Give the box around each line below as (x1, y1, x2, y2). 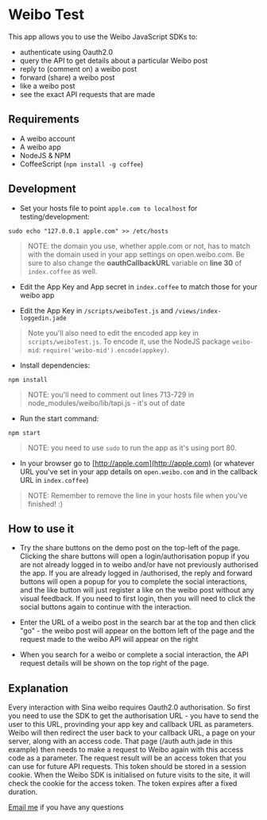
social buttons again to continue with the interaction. (19, 602, 192, 612)
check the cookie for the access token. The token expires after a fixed (8, 779, 238, 788)
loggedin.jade (19, 314, 67, 322)
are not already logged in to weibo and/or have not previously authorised (19, 560, 259, 569)
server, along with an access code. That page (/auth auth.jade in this (8, 736, 233, 746)
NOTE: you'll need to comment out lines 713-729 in (27, 390, 195, 399)
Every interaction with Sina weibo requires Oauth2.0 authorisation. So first (8, 702, 251, 713)
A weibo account (19, 134, 75, 143)
